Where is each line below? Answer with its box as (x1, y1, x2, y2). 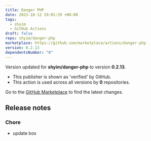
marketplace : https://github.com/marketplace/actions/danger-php (5, 41, 146, 46)
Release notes (5, 103, 51, 112)
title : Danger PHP (5, 7, 44, 13)
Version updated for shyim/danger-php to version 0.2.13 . (5, 64, 126, 70)
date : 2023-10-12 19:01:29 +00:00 (5, 12, 79, 17)
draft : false (5, 31, 33, 36)
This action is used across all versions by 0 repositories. (12, 79, 130, 85)
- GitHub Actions (10, 26, 47, 31)
